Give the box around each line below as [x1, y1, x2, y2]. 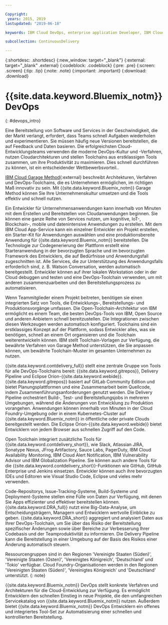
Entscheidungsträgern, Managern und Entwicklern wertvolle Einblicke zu [5, 509, 155, 515]
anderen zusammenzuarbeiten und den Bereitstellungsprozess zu [5, 279, 141, 285]
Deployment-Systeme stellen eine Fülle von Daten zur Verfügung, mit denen [5, 493, 162, 500]
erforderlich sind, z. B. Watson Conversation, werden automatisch [5, 263, 141, 270]
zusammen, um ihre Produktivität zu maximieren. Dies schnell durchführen [5, 159, 159, 165]
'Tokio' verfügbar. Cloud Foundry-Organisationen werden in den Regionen [5, 562, 158, 568]
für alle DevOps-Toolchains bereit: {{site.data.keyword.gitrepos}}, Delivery [5, 368, 158, 374]
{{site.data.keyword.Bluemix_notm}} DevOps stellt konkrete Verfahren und [5, 582, 158, 588]
